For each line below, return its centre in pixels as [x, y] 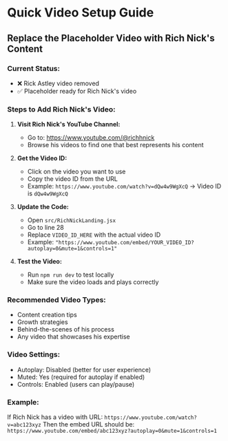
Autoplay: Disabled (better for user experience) [84, 369]
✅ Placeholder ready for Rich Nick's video [77, 91]
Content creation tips [47, 315]
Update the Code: [43, 207]
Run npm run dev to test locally [71, 275]
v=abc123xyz [24, 425]
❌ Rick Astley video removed [58, 83]
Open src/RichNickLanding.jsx [71, 220]
